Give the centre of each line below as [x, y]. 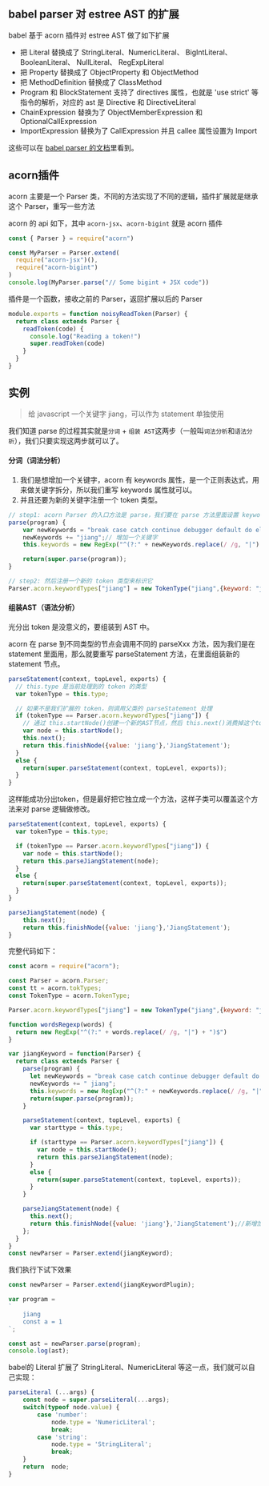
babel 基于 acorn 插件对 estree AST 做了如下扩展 [89, 35]
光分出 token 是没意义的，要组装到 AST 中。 [81, 627]
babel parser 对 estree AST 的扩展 [94, 14]
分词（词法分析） [36, 461]
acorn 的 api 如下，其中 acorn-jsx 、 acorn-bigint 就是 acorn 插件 [115, 223]
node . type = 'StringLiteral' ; [101, 1444]
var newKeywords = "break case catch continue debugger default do [137, 530]
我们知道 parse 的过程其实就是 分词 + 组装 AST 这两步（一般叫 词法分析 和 [122, 431]
